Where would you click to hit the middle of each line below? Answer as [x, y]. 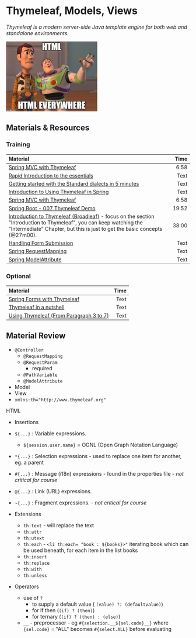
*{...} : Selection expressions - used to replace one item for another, [98, 456]
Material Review [36, 335]
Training [18, 145]
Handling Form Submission [41, 243]
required [42, 368]
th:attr [32, 532]
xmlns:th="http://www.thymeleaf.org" [60, 400]
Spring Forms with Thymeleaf [44, 299]
